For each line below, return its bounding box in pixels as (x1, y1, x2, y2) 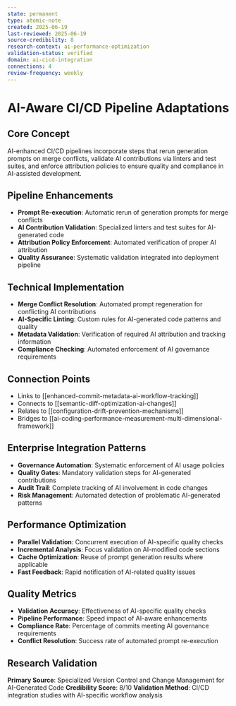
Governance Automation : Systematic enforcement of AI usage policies (17, 460, 225, 469)
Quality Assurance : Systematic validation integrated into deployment (17, 253, 219, 262)
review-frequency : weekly (7, 69, 83, 76)
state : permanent (7, 10, 58, 18)
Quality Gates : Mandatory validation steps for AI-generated (17, 468, 192, 477)
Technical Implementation (7, 281, 125, 293)
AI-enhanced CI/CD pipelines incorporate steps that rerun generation (7, 146, 209, 155)
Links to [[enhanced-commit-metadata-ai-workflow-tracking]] (17, 391, 199, 400)
